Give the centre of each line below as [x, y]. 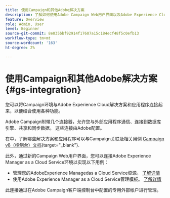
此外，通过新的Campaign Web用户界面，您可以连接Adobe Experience [78, 155]
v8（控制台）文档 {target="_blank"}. [42, 145]
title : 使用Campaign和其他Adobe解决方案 [45, 10]
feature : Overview [25, 19]
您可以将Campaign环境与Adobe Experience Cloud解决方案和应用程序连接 [82, 104]
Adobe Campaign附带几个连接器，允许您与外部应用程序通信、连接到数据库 [83, 122]
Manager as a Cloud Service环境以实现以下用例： [57, 162]
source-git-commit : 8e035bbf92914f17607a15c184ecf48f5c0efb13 [72, 33]
